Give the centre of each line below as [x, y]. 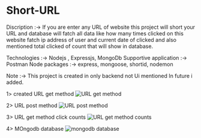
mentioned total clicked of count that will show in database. [80, 46]
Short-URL [33, 10]
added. [15, 82]
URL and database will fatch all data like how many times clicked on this [95, 33]
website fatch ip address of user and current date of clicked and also [91, 40]
